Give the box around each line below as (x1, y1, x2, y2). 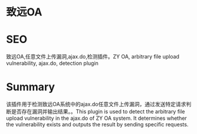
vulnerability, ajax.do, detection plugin (6, 60, 99, 67)
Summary (6, 80, 55, 94)
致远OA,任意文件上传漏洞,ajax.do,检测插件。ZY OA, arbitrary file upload (6, 53, 180, 60)
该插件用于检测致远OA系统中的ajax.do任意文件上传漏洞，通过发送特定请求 (6, 101, 186, 108)
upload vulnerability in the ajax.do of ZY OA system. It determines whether (6, 115, 187, 122)
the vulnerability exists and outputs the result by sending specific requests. (6, 121, 189, 128)
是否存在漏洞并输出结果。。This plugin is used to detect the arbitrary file (11, 108, 185, 115)
